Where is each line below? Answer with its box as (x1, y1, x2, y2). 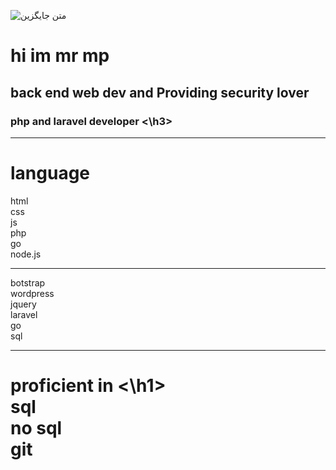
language (10, 162, 91, 185)
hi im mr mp (10, 45, 110, 67)
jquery (10, 298, 37, 310)
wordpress (10, 287, 55, 299)
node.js (10, 248, 42, 260)
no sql (10, 417, 63, 439)
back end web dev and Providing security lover (10, 84, 310, 101)
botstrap (10, 276, 46, 289)
